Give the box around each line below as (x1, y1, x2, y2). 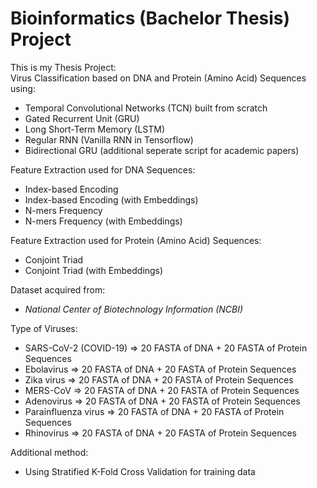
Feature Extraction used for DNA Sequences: (10, 163, 196, 176)
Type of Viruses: (10, 322, 78, 334)
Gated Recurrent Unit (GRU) (24, 112, 140, 124)
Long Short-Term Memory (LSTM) (24, 123, 166, 135)
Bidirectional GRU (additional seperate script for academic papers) (24, 144, 300, 156)
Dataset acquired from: (10, 283, 106, 296)
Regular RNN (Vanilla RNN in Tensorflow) (24, 133, 194, 146)
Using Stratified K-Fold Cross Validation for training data (24, 465, 256, 477)
